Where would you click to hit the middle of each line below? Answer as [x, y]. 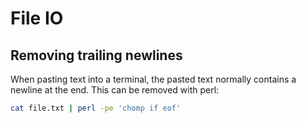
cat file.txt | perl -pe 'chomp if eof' [96, 108]
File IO [37, 18]
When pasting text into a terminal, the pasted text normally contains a [153, 79]
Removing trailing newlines [96, 55]
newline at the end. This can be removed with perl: [115, 90]
